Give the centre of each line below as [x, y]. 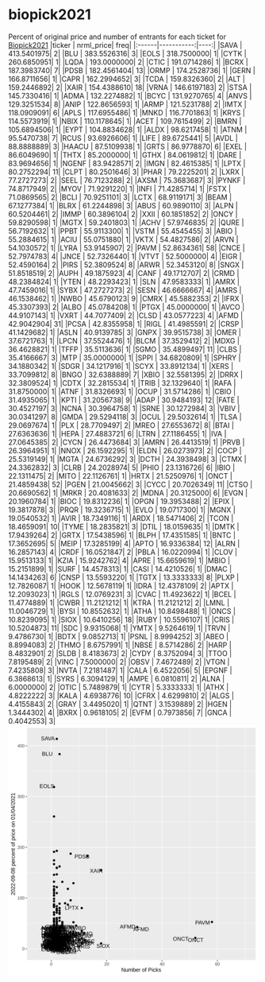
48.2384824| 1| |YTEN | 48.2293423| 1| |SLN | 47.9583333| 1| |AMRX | [124, 281]
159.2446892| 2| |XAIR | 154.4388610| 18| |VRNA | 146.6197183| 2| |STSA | [130, 87]
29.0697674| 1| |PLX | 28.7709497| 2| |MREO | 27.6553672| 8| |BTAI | [121, 425]
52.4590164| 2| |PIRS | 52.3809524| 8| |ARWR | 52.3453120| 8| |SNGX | [126, 265]
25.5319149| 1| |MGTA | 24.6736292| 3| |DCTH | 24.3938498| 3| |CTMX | [128, 459]
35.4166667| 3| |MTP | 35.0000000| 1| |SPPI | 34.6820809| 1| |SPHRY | [125, 357]
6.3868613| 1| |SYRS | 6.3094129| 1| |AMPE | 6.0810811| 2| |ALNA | [117, 678]
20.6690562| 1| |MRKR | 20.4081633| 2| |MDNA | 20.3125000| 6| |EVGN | [128, 493]
